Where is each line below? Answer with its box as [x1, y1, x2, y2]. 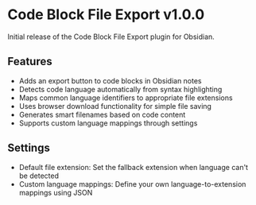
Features [7, 55, 52, 68]
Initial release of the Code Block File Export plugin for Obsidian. [7, 32, 215, 41]
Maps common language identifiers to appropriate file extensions [18, 93, 233, 102]
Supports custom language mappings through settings [18, 118, 198, 128]
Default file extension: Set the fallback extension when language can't [18, 162, 248, 172]
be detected [18, 171, 59, 180]
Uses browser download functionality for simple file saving [18, 101, 212, 110]
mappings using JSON [18, 188, 93, 197]
